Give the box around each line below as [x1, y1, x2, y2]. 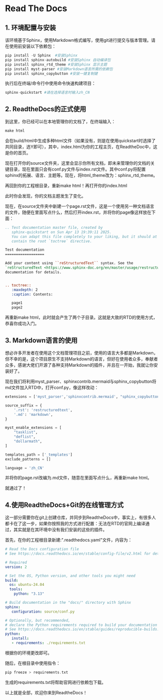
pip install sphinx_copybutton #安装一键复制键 [5, 71, 98, 76]
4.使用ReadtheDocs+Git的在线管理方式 [5, 501, 124, 509]
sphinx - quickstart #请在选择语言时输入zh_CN [5, 90, 90, 95]
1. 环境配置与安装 [5, 23, 56, 32]
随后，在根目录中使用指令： [5, 660, 61, 666]
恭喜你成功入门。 [5, 321, 39, 326]
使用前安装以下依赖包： [9, 43, 56, 49]
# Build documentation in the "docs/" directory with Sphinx [5, 600, 131, 605]
